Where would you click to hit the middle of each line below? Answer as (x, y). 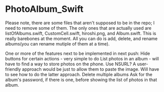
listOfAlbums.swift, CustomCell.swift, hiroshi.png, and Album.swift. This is (81, 33)
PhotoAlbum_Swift (44, 9)
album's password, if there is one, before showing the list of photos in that (81, 80)
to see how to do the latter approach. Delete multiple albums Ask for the (79, 74)
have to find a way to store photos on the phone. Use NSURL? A (71, 64)
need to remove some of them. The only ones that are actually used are (78, 28)
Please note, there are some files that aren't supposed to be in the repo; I (80, 23)
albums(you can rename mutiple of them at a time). (57, 44)
